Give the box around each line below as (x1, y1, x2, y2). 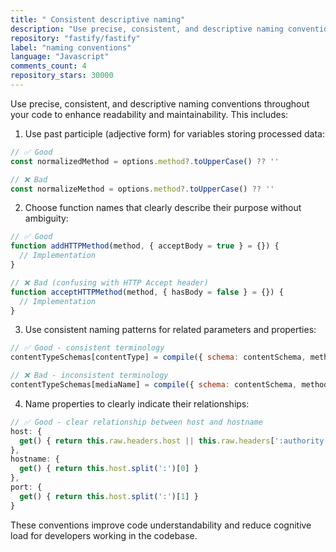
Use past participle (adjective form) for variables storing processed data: (24, 127, 325, 140)
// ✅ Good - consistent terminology (10, 343, 165, 353)
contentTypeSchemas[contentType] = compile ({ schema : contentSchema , (10, 352, 307, 363)
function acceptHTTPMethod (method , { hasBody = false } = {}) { (10, 287, 284, 297)
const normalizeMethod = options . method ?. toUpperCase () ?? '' (10, 184, 275, 194)
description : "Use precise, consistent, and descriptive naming (10, 24, 284, 34)
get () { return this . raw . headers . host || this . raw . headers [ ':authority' (19, 436, 329, 446)
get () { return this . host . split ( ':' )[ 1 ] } (19, 491, 199, 501)
